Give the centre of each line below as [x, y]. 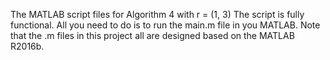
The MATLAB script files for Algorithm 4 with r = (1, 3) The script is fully [157, 14]
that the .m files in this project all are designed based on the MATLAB [152, 35]
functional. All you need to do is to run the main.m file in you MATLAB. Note [165, 25]
